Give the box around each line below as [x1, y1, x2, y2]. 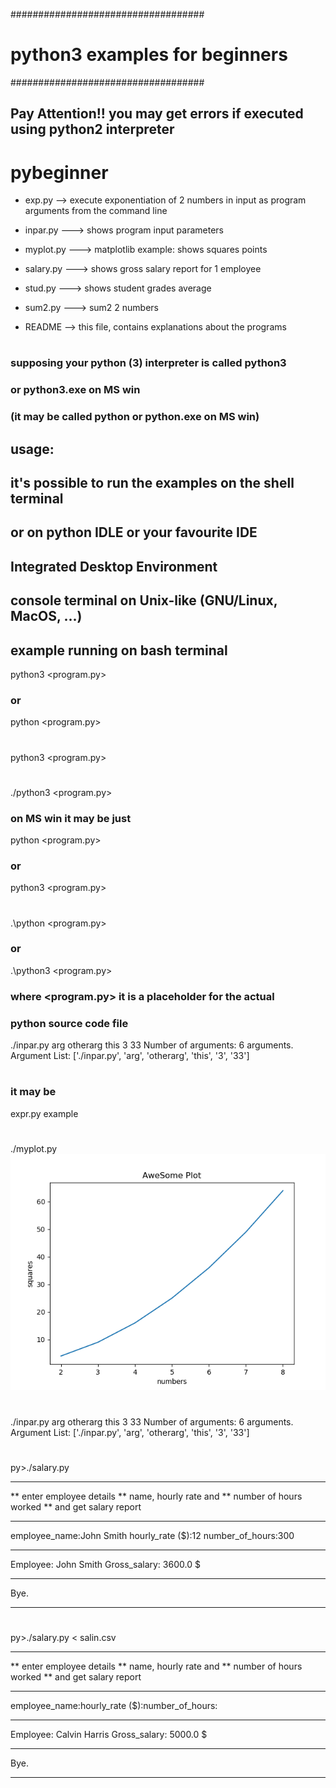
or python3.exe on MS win [10, 383, 141, 397]
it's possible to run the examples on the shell [10, 475, 295, 492]
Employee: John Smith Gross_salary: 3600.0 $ [10, 1559, 201, 1571]
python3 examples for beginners [10, 44, 288, 66]
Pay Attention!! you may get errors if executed [10, 105, 304, 123]
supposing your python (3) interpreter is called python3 [10, 356, 287, 370]
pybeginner [10, 161, 109, 184]
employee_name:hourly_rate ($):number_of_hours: [10, 1700, 218, 1712]
